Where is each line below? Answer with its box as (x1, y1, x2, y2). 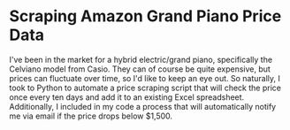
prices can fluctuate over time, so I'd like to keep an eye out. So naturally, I (9, 73, 280, 83)
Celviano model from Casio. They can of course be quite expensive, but (9, 64, 271, 74)
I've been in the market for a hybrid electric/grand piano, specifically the (9, 54, 272, 65)
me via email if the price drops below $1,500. (9, 111, 173, 121)
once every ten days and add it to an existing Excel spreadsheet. (9, 91, 245, 103)
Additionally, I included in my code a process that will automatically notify (9, 101, 277, 111)
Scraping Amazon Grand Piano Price (9, 6, 282, 27)
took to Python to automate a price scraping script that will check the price (9, 82, 281, 93)
